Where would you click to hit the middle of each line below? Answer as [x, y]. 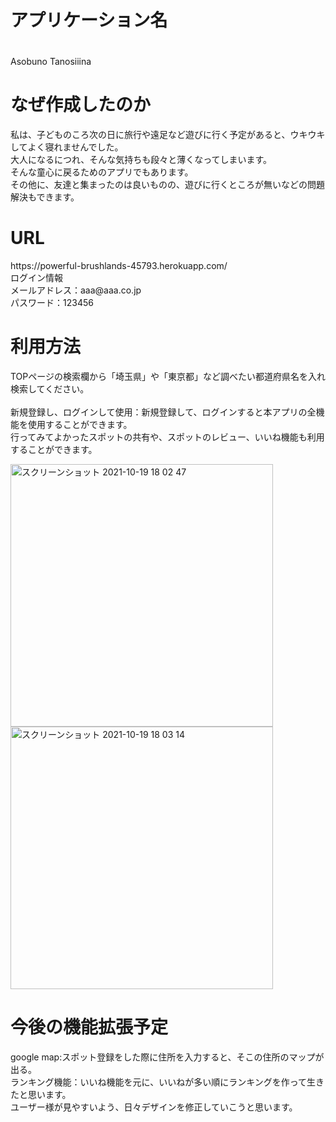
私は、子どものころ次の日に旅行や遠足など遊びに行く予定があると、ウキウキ [168, 134]
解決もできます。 [45, 197]
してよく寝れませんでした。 [67, 147]
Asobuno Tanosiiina [51, 61]
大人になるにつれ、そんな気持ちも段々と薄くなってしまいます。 [141, 159]
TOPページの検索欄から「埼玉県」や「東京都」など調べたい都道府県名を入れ [168, 376]
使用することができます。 [80, 424]
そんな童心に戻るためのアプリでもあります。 [102, 172]
